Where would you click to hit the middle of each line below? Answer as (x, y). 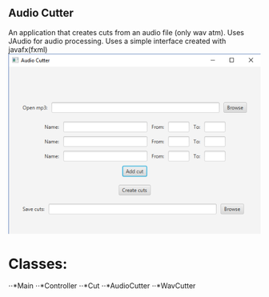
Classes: (38, 264)
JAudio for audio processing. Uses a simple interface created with (117, 41)
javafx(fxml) (28, 49)
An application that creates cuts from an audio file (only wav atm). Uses (126, 32)
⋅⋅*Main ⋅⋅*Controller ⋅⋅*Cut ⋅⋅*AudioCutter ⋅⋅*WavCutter (102, 286)
